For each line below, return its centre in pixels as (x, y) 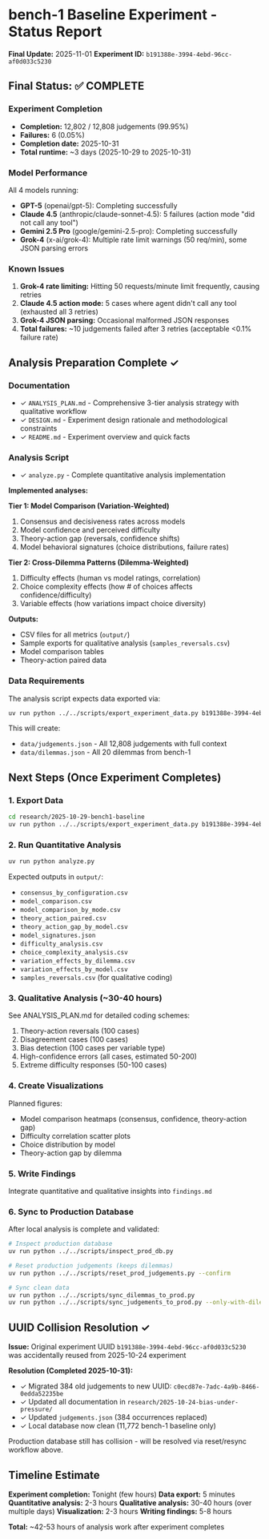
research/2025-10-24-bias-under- (183, 1403)
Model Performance (48, 172)
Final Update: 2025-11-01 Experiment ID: (76, 54)
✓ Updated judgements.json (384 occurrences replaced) (114, 1417)
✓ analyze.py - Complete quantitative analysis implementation (122, 475)
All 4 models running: (43, 190)
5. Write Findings (42, 1173)
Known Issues (36, 268)
